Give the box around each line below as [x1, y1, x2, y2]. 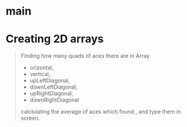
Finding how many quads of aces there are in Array [20, 52, 150, 60]
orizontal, [29, 64, 54, 71]
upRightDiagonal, [29, 90, 74, 97]
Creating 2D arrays [5, 32, 104, 46]
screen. [20, 114, 40, 122]
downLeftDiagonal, [29, 83, 78, 91]
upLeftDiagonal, [29, 77, 70, 84]
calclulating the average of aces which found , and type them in [20, 108, 182, 115]
